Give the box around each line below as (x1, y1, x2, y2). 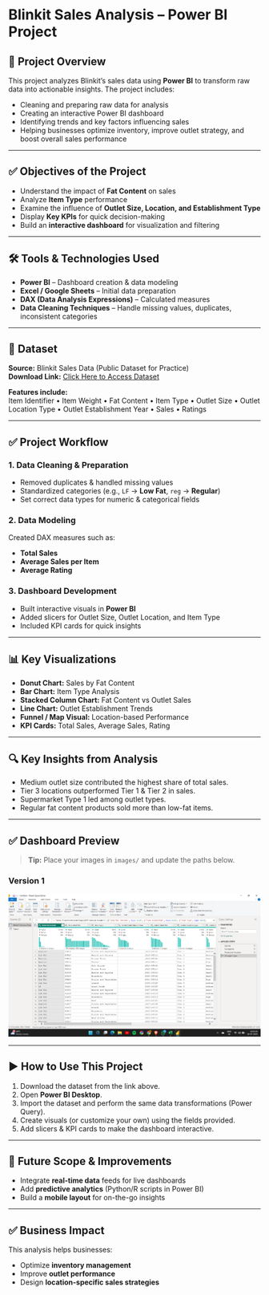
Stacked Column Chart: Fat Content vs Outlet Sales (19, 695, 192, 704)
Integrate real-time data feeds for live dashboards (19, 1175, 187, 1185)
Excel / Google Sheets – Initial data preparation (19, 286, 176, 295)
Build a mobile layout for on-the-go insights (19, 1193, 166, 1203)
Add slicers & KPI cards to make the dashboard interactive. (19, 1123, 215, 1133)
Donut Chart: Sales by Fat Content (19, 678, 134, 688)
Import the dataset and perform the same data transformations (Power (19, 1098, 252, 1108)
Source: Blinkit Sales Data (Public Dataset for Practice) (8, 363, 190, 373)
